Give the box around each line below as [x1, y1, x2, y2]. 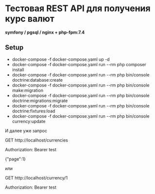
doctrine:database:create [12, 77, 63, 83]
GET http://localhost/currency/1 [5, 175, 68, 180]
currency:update [12, 118, 46, 124]
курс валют [5, 13, 55, 24]
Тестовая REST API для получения [5, 3, 151, 14]
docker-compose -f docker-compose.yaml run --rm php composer [12, 61, 147, 67]
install [12, 67, 24, 72]
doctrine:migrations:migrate [12, 98, 68, 104]
